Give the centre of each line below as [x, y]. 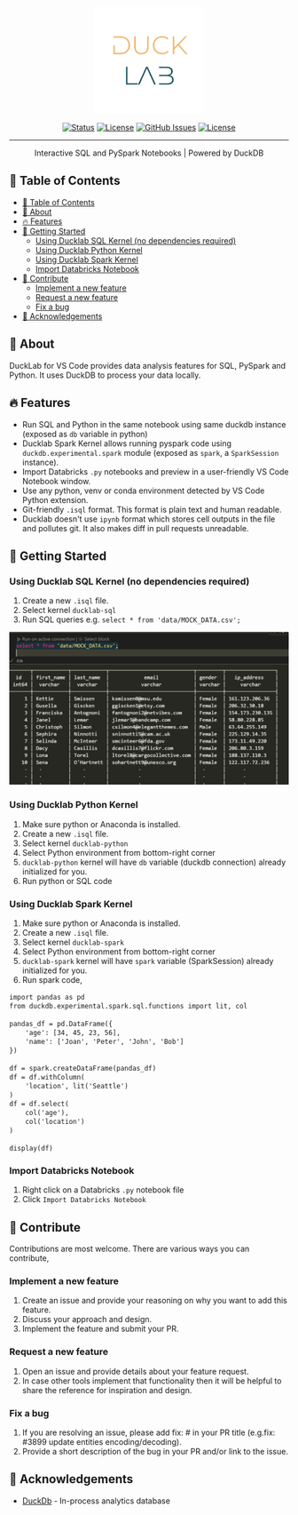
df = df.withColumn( [47, 1077]
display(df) [31, 1148]
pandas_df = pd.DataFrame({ [61, 1024]
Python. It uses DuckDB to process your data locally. [105, 375]
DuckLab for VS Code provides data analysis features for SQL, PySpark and [148, 365]
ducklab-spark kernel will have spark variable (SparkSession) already [148, 961]
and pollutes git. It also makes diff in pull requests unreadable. [135, 528]
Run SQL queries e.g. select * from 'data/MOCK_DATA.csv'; [131, 619]
